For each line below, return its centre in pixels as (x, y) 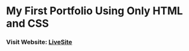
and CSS (27, 23)
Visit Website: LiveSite (39, 42)
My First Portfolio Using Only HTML (94, 11)
